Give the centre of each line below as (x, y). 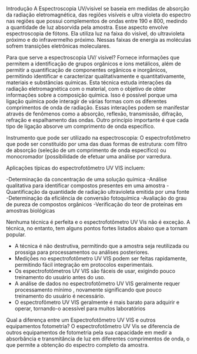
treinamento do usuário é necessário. (60, 296)
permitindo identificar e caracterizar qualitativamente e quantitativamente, (96, 76)
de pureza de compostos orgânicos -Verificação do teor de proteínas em (94, 204)
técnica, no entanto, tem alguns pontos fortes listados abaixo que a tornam (97, 228)
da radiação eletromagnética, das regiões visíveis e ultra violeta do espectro (98, 15)
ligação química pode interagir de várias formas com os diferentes (86, 101)
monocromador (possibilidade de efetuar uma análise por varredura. (89, 156)
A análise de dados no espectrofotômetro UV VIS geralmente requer (97, 283)
